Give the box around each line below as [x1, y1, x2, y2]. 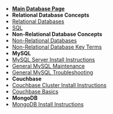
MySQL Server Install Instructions [11, 56, 95, 63]
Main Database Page [11, 5, 65, 12]
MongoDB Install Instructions [11, 101, 84, 107]
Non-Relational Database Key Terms [11, 43, 102, 50]
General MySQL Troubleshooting [11, 69, 93, 76]
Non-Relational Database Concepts [11, 31, 103, 38]
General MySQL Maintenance [11, 62, 85, 70]
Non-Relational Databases [11, 37, 77, 44]
